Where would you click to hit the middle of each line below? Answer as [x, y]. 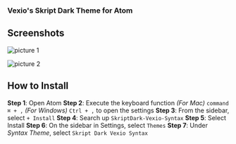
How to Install [38, 86]
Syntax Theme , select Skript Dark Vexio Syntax [77, 133]
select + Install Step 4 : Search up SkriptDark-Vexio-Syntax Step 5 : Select [117, 117]
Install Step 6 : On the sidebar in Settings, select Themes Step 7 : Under [108, 125]
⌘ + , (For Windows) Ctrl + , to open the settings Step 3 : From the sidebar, [118, 110]
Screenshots [36, 33]
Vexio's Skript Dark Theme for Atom [70, 11]
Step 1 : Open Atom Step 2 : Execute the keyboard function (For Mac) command [118, 103]
